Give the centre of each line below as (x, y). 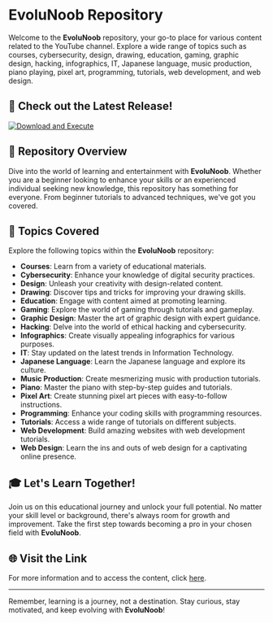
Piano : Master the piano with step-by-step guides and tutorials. (126, 387)
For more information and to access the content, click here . (108, 578)
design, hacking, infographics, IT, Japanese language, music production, (130, 63)
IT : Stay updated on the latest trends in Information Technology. (127, 353)
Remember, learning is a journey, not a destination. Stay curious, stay (124, 601)
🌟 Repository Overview (68, 152)
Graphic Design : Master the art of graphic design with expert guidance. (140, 318)
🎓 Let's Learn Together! (72, 483)
